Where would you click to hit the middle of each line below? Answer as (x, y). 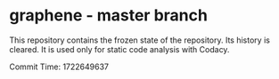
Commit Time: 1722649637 (59, 67)
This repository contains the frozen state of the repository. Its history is (139, 40)
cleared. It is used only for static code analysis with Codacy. (119, 49)
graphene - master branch (108, 16)
